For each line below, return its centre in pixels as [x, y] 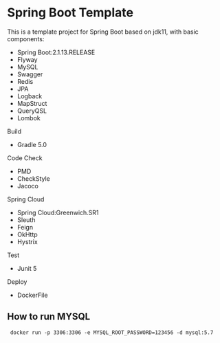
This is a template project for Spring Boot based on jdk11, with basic [103, 32]
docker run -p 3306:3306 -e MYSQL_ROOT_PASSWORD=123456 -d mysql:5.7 [112, 332]
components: [26, 38]
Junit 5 [27, 268]
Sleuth [26, 220]
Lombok [29, 118]
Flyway [27, 59]
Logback [30, 96]
